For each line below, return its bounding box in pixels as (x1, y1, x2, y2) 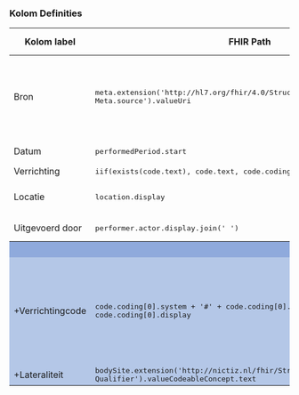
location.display (94, 192, 166, 202)
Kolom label (24, 36, 76, 48)
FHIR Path (228, 36, 271, 48)
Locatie (13, 190, 45, 203)
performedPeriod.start (94, 146, 187, 156)
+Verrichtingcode (13, 305, 87, 318)
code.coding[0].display (94, 310, 191, 320)
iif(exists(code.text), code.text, (94, 166, 239, 176)
